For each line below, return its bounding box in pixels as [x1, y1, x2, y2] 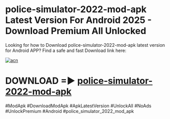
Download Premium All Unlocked [5, 25, 146, 37]
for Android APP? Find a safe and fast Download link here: [5, 47, 127, 53]
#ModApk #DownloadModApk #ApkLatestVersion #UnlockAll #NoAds [5, 103, 152, 109]
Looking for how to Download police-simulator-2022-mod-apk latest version [5, 42, 165, 48]
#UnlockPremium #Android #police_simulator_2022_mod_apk [5, 108, 134, 114]
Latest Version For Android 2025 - [5, 14, 152, 26]
